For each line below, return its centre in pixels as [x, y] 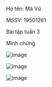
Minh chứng [21, 43]
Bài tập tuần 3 [23, 32]
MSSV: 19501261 [26, 20]
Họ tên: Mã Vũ [24, 9]
